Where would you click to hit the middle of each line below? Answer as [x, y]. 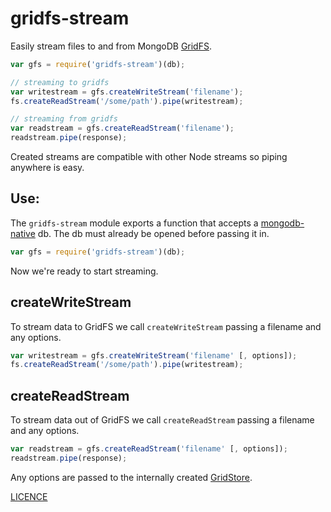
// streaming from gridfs [64, 119]
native [23, 233]
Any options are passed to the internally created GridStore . [131, 477]
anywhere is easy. [47, 168]
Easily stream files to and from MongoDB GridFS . [111, 46]
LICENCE [29, 496]
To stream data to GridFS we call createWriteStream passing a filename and [166, 326]
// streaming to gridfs [60, 82]
